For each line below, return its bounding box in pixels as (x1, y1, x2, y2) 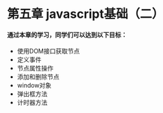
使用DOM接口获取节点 (16, 47, 80, 55)
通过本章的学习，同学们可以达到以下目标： (7, 30, 127, 38)
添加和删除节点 (16, 73, 60, 81)
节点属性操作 (16, 64, 53, 73)
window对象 (16, 81, 52, 90)
